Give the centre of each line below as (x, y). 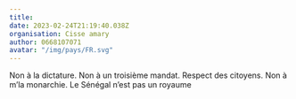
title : (21, 17)
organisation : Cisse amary (59, 34)
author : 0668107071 (45, 42)
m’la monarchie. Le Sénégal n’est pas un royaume (100, 85)
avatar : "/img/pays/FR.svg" (62, 50)
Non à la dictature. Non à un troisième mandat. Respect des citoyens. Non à (148, 75)
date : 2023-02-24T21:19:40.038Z (69, 26)
